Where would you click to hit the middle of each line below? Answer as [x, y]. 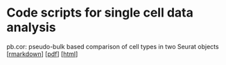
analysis [31, 27]
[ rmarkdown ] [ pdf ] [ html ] [42, 54]
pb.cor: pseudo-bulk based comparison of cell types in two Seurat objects [113, 46]
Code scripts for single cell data [100, 13]
